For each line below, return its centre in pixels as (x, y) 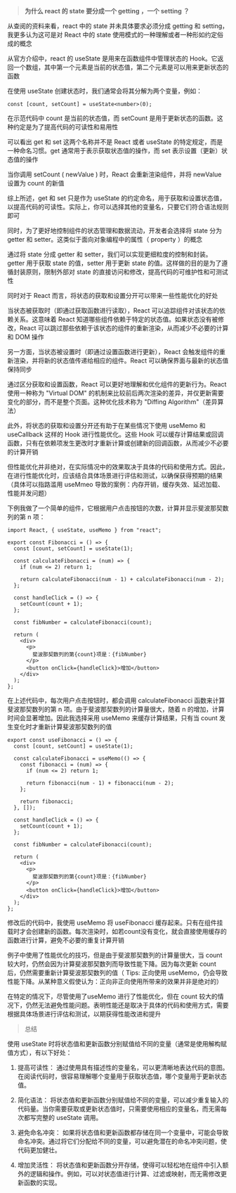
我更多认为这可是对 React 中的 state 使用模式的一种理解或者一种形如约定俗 (115, 35)
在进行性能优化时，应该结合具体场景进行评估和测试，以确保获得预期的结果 (115, 476)
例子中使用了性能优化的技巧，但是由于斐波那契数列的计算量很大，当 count (115, 955)
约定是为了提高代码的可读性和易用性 (65, 127)
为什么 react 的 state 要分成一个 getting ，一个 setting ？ (107, 11)
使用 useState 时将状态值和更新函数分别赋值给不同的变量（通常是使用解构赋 (117, 1044)
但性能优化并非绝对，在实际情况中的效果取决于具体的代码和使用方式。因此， (118, 467)
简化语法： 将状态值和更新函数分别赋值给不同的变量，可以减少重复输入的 (123, 1100)
